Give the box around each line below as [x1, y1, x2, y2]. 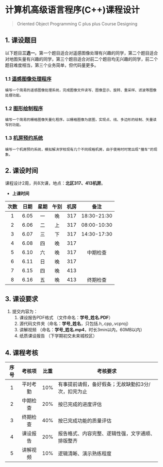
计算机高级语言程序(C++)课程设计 [5, 4, 140, 16]
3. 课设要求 [5, 295, 38, 303]
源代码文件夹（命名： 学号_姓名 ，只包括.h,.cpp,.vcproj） [19, 321, 131, 326]
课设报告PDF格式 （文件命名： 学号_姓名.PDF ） [19, 315, 113, 321]
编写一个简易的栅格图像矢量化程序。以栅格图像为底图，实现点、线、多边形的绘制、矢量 [5, 117, 153, 122]
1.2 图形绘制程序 [5, 105, 43, 112]
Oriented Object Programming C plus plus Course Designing [16, 20, 138, 27]
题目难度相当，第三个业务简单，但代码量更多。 [5, 62, 98, 68]
